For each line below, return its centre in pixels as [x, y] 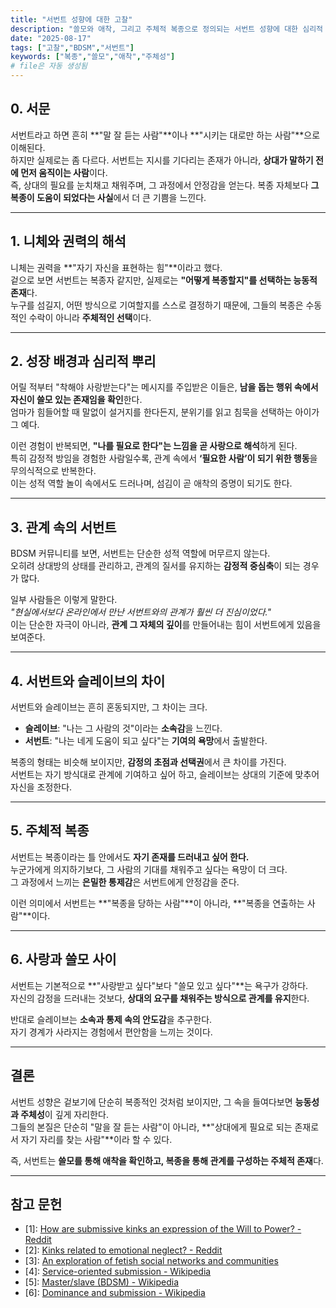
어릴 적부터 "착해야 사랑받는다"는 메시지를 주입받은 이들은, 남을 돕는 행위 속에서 [164, 387]
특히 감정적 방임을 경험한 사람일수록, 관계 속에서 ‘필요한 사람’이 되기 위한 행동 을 [164, 458]
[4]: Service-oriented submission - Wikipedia [118, 1272]
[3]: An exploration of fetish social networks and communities [151, 1261]
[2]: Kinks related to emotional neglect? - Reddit [123, 1250]
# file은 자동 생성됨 [49, 66]
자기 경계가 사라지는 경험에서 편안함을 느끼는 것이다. [111, 1032]
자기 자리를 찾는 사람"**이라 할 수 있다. [96, 1139]
